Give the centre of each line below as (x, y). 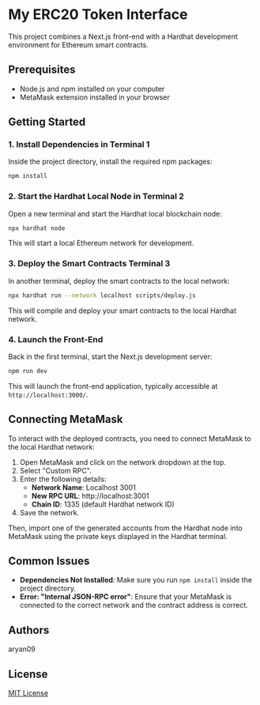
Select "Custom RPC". (56, 470)
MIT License (28, 693)
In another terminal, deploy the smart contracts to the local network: (119, 281)
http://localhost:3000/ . (48, 394)
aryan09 (22, 649)
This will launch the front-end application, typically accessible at (113, 386)
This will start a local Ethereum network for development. (101, 243)
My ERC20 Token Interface (98, 15)
